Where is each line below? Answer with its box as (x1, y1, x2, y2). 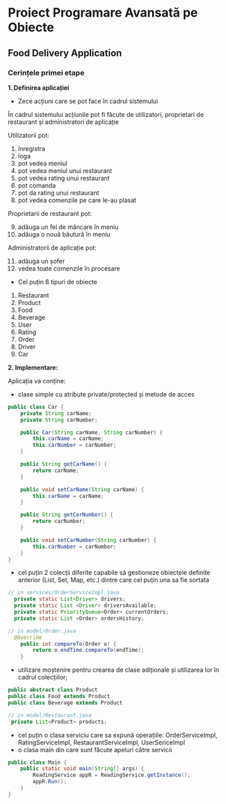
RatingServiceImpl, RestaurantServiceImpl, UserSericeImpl (17, 738, 185, 747)
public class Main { (8, 759, 68, 766)
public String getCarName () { (20, 461, 108, 468)
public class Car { (8, 403, 64, 410)
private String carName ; (20, 410, 92, 417)
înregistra (17, 144, 46, 153)
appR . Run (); (32, 778, 68, 785)
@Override (14, 634, 42, 641)
